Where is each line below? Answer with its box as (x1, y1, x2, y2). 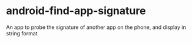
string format (6, 29, 38, 37)
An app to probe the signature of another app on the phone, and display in (6, 24, 187, 31)
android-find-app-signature (6, 4, 146, 18)
